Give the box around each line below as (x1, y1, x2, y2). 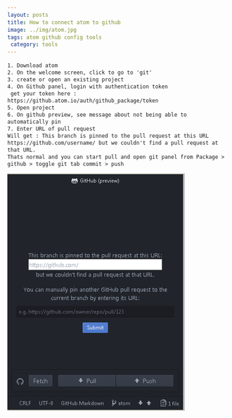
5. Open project (7, 104, 55, 112)
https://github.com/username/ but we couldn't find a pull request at (7, 139, 219, 147)
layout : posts (7, 11, 49, 18)
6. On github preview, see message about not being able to (7, 111, 188, 119)
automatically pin (7, 118, 61, 126)
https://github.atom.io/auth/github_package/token (7, 97, 159, 105)
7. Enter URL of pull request (7, 125, 96, 133)
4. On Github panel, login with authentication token (7, 83, 169, 91)
